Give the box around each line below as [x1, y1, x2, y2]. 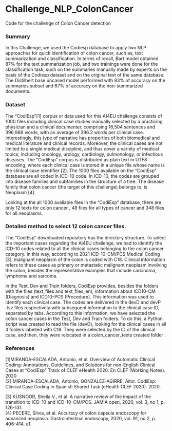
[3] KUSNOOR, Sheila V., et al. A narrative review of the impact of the [5, 393, 151, 400]
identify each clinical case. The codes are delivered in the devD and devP [5, 299, 161, 305]
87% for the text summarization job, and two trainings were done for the [5, 61, 158, 67]
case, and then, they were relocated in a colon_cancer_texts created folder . [5, 332, 166, 338]
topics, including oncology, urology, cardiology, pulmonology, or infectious [5, 151, 163, 157]
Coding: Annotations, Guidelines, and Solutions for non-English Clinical [5, 362, 156, 368]
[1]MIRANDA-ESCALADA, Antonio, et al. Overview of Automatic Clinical [5, 357, 156, 363]
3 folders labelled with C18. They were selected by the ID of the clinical [5, 326, 156, 332]
